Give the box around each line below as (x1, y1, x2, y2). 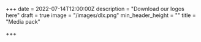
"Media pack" (6, 18, 40, 25)
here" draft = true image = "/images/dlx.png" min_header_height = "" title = (6, 12, 197, 19)
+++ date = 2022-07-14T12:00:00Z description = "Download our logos (6, 5, 184, 12)
